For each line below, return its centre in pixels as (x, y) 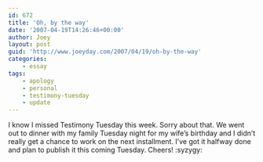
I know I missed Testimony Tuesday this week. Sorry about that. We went (126, 125)
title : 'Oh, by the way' (49, 23)
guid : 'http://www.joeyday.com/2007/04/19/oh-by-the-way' (105, 52)
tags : (17, 74)
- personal (40, 88)
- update (37, 103)
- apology (38, 81)
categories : (27, 59)
